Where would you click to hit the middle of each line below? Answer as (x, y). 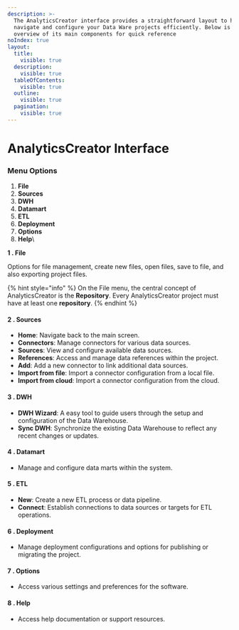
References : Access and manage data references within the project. (118, 358)
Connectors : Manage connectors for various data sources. (104, 343)
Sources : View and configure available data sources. (95, 350)
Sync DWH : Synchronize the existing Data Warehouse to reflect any (117, 428)
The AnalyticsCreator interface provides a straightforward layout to (121, 21)
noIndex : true (28, 41)
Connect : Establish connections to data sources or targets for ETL (115, 508)
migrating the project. (49, 555)
